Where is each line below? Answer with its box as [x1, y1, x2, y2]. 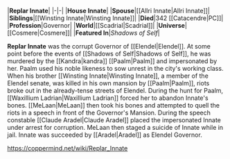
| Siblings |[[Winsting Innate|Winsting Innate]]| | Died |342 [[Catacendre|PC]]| [7, 14, 224, 22]
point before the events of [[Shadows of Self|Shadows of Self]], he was [7, 49, 211, 58]
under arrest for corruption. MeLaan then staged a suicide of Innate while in [7, 124, 224, 131]
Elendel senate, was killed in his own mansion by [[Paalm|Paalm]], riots [7, 79, 210, 87]
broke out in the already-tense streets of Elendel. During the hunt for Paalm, [7, 87, 224, 94]
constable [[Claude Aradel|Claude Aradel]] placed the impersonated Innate [7, 116, 222, 124]
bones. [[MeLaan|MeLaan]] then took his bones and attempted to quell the [7, 101, 220, 109]
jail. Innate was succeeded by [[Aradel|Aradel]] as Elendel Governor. [7, 131, 202, 139]
